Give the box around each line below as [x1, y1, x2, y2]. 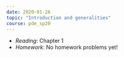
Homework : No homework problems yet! [15, 44, 118, 51]
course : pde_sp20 [6, 20, 51, 26]
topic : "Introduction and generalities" [6, 15, 112, 21]
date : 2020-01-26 [6, 9, 51, 15]
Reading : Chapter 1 [15, 37, 64, 45]
